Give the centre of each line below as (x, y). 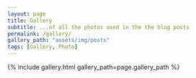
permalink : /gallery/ (40, 34)
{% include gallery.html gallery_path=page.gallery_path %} (94, 67)
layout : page (27, 14)
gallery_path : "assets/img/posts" (59, 40)
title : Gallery (30, 21)
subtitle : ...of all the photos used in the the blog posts (99, 27)
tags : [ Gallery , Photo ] (43, 47)
